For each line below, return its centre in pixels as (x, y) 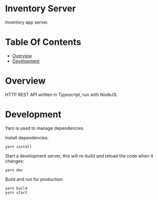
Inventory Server (40, 9)
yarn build (16, 188)
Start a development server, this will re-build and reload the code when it (79, 156)
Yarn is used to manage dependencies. (45, 128)
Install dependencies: (27, 137)
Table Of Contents (43, 42)
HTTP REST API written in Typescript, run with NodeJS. (61, 95)
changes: (15, 161)
